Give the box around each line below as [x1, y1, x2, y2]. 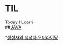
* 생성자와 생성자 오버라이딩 [5, 34, 58, 40]
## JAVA [5, 24, 22, 30]
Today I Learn [5, 19, 33, 25]
